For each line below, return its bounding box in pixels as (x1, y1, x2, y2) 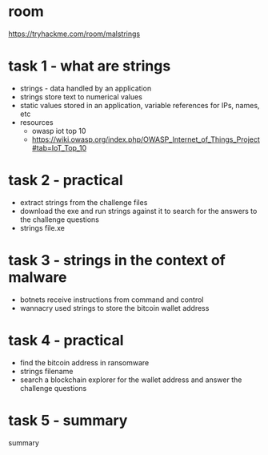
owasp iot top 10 (31, 126, 86, 135)
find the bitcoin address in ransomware (19, 357, 150, 367)
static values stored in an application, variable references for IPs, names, (19, 100, 260, 110)
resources (19, 117, 54, 127)
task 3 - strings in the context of (8, 252, 226, 269)
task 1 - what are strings (8, 57, 171, 75)
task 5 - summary (8, 411, 128, 429)
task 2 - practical (8, 171, 124, 190)
